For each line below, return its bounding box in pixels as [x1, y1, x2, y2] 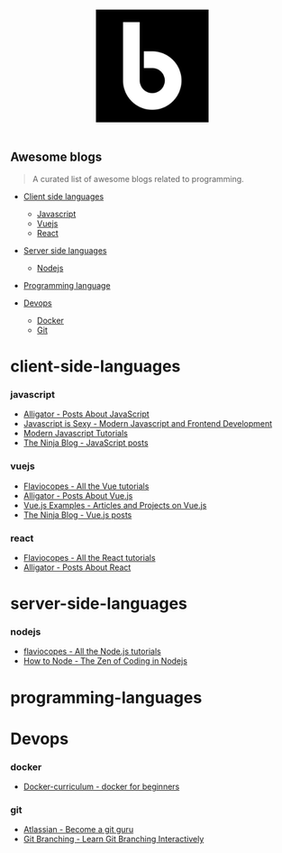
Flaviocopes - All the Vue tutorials [23, 481, 150, 491]
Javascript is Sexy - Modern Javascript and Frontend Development [23, 418, 273, 429]
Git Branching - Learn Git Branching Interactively [23, 834, 205, 845]
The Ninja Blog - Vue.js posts [23, 509, 132, 520]
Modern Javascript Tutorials [23, 428, 129, 439]
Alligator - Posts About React [23, 562, 132, 573]
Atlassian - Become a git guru [23, 824, 134, 835]
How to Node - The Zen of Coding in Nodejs [23, 656, 188, 666]
